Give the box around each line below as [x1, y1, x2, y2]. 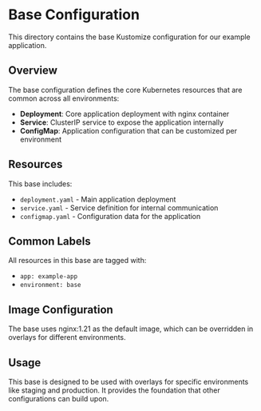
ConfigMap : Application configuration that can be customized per [19, 126, 238, 135]
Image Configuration [8, 302, 113, 317]
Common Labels [8, 234, 91, 248]
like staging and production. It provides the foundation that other [8, 385, 221, 395]
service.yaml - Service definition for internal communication [19, 202, 219, 213]
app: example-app [19, 273, 78, 281]
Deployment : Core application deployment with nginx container [19, 109, 230, 118]
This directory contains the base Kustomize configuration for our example [8, 32, 251, 42]
